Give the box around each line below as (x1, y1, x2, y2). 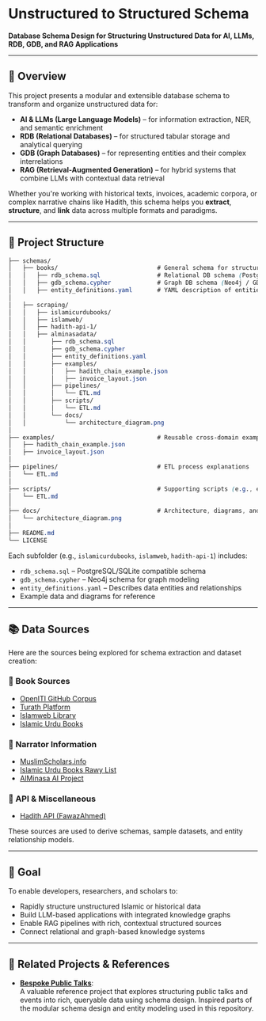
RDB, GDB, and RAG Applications (8, 39, 119, 48)
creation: (8, 656, 37, 666)
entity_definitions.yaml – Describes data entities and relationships (19, 583, 242, 592)
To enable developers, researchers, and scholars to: (8, 886, 178, 896)
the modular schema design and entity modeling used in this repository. (19, 1004, 254, 1013)
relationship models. (8, 835, 74, 845)
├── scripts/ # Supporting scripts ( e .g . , (8, 484, 253, 493)
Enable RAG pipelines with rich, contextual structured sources (19, 919, 222, 928)
